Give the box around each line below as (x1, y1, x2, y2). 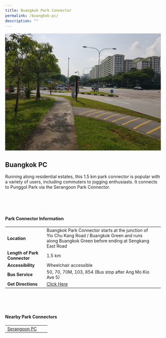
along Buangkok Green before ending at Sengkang (46, 238, 150, 244)
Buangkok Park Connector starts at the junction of (46, 227, 148, 233)
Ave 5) (46, 274, 60, 280)
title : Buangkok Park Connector (5, 8, 72, 13)
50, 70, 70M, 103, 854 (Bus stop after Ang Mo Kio (46, 269, 150, 275)
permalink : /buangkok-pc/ (5, 13, 58, 18)
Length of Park (7, 250, 39, 256)
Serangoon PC (7, 326, 37, 332)
